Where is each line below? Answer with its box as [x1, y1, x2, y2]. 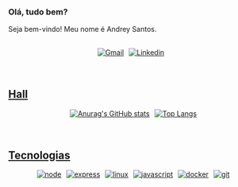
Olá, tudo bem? [8, 6, 68, 18]
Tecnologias [8, 148, 71, 162]
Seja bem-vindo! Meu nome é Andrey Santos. [8, 25, 157, 34]
